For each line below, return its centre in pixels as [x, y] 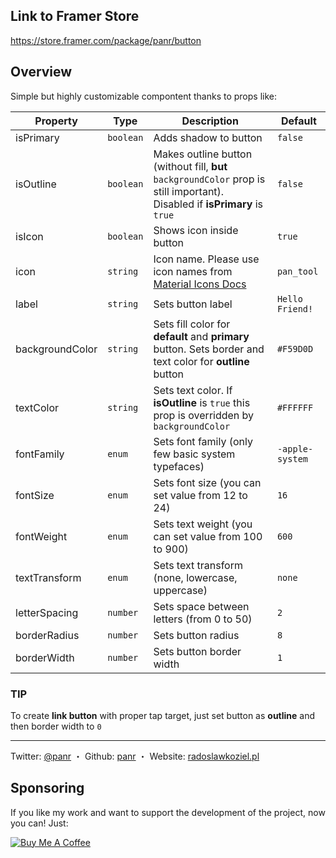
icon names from [193, 271]
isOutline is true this [202, 402]
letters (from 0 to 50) [203, 619]
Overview [41, 72]
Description [210, 121]
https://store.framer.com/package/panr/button [106, 40]
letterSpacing [47, 612]
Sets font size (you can [207, 482]
